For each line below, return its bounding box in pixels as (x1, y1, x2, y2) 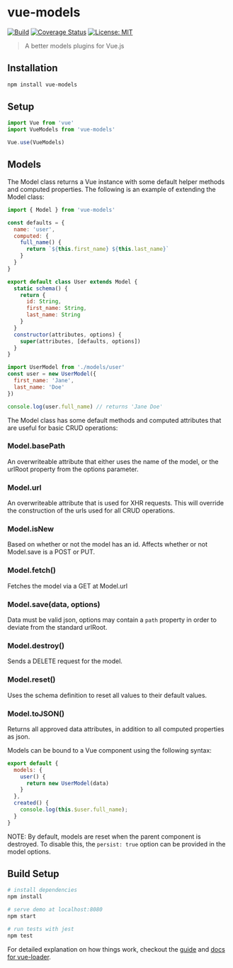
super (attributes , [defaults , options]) (20, 338, 141, 345)
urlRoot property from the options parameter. (7, 465, 140, 473)
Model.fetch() (7, 566, 57, 576)
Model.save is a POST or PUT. (7, 548, 96, 556)
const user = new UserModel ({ (7, 370, 97, 377)
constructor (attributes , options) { (13, 331, 122, 338)
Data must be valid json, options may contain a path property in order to (7, 615, 217, 624)
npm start (7, 913, 37, 920)
